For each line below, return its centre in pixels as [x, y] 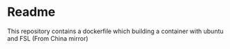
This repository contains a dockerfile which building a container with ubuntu [115, 31]
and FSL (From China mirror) [48, 38]
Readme [31, 12]
